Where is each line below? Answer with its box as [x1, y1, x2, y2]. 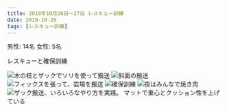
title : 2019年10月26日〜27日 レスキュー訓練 [7, 10, 124, 17]
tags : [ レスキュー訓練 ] [7, 23, 68, 29]
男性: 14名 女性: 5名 [7, 42, 62, 51]
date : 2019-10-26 [7, 16, 57, 23]
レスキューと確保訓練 [7, 57, 67, 65]
